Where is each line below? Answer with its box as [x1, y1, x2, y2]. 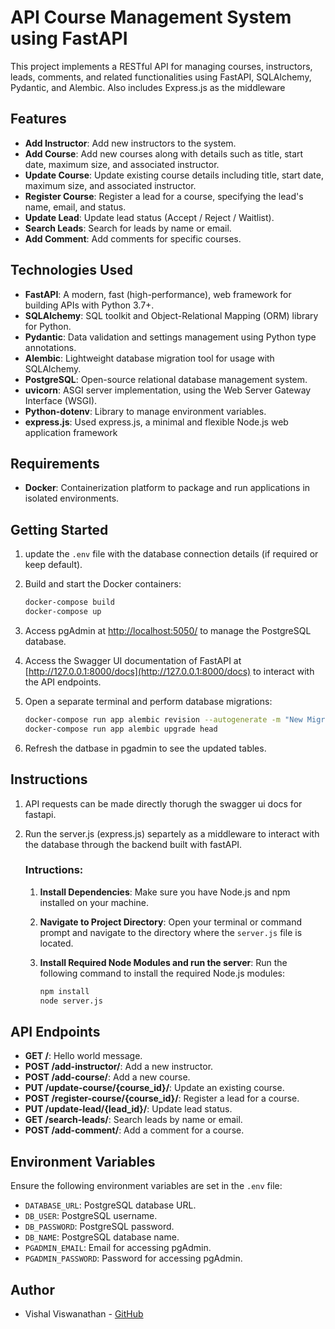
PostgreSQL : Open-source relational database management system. [24, 373, 308, 385]
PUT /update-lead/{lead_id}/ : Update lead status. [24, 1103, 233, 1115]
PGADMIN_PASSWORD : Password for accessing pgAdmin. [24, 1252, 243, 1265]
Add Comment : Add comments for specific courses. [24, 232, 242, 245]
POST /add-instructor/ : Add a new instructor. [24, 1061, 214, 1073]
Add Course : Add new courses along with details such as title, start [24, 147, 304, 160]
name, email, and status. [24, 201, 127, 213]
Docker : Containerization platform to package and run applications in [24, 482, 311, 494]
